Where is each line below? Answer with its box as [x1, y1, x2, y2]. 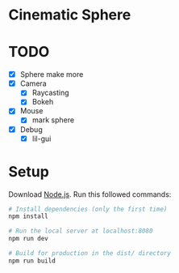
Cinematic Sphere [8, 6, 131, 24]
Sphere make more [19, 70, 84, 79]
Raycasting [31, 87, 69, 98]
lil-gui [31, 134, 52, 143]
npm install [8, 212, 48, 220]
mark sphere [31, 115, 75, 125]
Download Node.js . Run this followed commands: [8, 189, 172, 199]
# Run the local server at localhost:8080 [8, 227, 153, 236]
